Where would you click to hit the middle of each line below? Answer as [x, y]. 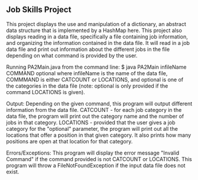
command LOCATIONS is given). [46, 92]
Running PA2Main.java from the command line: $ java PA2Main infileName [96, 67]
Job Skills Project [39, 10]
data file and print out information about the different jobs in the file [88, 49]
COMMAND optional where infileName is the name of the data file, [87, 73]
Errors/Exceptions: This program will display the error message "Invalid [93, 153]
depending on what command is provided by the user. [72, 55]
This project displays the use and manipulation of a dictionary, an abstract [96, 24]
